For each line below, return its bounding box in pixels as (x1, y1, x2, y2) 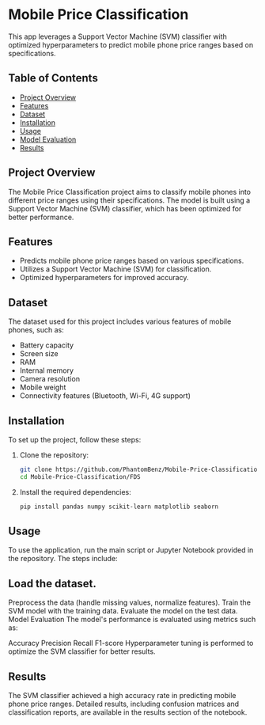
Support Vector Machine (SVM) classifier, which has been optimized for (8, 203, 242, 213)
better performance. (8, 212, 74, 222)
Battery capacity (19, 340, 74, 350)
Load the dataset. (8, 576, 97, 590)
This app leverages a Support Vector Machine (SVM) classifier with (8, 32, 228, 41)
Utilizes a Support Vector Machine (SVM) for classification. (19, 264, 212, 274)
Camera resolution (19, 374, 81, 384)
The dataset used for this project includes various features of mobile (8, 317, 232, 326)
